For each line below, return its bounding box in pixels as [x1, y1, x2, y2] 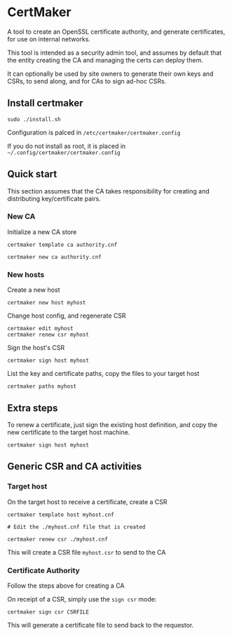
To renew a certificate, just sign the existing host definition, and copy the [7, 420, 218, 428]
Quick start [7, 168, 57, 180]
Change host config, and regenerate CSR [7, 311, 126, 320]
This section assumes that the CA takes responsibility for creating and [7, 187, 210, 195]
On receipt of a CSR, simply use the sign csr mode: [7, 595, 157, 603]
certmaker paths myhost [7, 383, 77, 390]
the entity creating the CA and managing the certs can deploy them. [7, 55, 203, 64]
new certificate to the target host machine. [7, 428, 130, 436]
